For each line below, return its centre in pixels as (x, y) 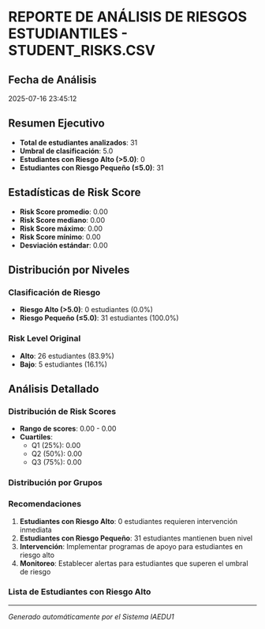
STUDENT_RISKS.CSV (82, 51)
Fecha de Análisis (52, 79)
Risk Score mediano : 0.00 (62, 220)
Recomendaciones (45, 504)
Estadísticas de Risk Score (75, 192)
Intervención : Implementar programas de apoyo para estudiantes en (131, 546)
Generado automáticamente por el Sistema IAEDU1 (91, 616)
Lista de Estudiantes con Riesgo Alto (80, 592)
